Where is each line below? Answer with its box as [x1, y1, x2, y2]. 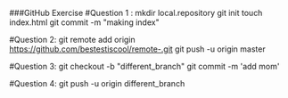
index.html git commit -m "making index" [9, 17, 160, 28]
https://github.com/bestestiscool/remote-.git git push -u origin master [9, 44, 266, 54]
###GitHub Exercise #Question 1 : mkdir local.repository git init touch [9, 8, 263, 18]
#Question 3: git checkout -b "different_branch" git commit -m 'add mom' [9, 61, 280, 71]
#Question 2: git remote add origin [9, 35, 136, 45]
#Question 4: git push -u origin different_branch [9, 78, 185, 88]
